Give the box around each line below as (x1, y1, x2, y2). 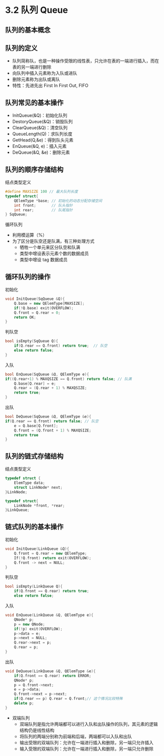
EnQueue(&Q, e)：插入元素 (12, 144, 67, 149)
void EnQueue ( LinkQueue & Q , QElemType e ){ (5, 612, 94, 618)
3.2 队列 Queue (5, 4, 68, 16)
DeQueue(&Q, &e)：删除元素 (12, 149, 70, 155)
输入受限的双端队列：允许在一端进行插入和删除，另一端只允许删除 (19, 746, 154, 752)
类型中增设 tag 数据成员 (19, 257, 68, 263)
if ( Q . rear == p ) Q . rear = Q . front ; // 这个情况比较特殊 (14, 696, 123, 701)
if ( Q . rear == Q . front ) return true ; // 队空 (14, 343, 107, 348)
